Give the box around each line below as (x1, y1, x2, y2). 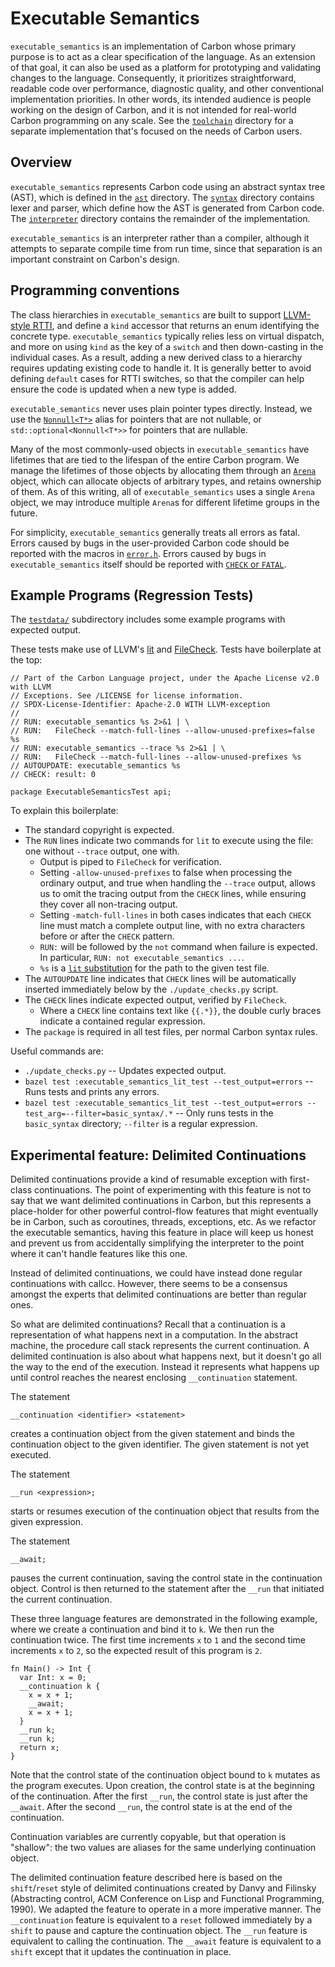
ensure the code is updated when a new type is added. (10, 383, 237, 395)
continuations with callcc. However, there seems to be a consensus (10, 1278, 288, 1290)
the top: (10, 654, 43, 666)
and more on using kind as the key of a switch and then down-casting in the (10, 340, 324, 352)
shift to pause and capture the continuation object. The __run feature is (10, 1925, 308, 1937)
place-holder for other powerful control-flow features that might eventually (10, 1205, 319, 1217)
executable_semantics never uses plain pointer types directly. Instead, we (10, 402, 313, 414)
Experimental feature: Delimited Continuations (10, 1147, 307, 1164)
